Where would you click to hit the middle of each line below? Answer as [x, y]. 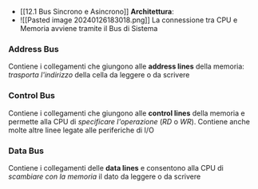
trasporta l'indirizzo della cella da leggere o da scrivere [99, 75]
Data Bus [26, 151]
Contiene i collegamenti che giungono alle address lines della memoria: [127, 66]
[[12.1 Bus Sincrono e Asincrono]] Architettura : [97, 12]
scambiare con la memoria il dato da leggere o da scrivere [105, 176]
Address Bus [34, 49]
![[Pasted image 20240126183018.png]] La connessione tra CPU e [129, 20]
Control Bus [32, 96]
